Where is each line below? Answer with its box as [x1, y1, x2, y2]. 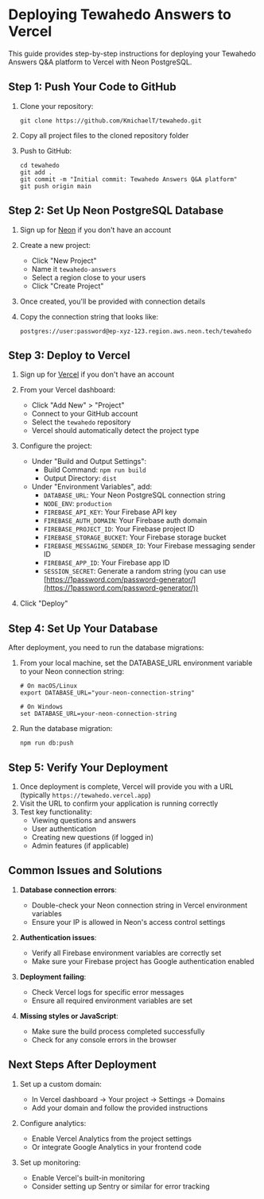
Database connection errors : [19, 884, 117, 895]
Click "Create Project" [31, 280, 104, 291]
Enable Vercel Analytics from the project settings [31, 1134, 192, 1143]
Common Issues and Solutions [8, 864, 163, 877]
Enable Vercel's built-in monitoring [31, 1173, 146, 1182]
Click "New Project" [31, 256, 97, 265]
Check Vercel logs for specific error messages [31, 987, 184, 996]
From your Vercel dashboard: [19, 385, 116, 395]
